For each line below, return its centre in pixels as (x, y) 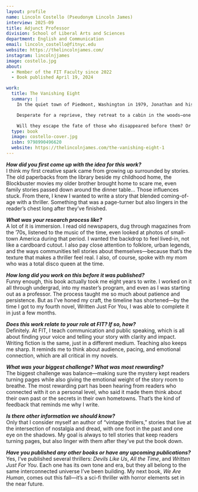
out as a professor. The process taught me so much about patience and (93, 294)
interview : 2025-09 (30, 22)
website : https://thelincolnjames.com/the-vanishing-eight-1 (88, 148)
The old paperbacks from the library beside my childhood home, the (89, 177)
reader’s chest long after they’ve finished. (57, 208)
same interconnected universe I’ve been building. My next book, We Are (94, 471)
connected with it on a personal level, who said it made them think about (94, 392)
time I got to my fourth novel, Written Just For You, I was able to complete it (98, 306)
